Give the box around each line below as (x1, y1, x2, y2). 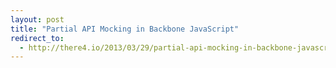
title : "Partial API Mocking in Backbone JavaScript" (10, 24, 240, 34)
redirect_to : (10, 33, 65, 43)
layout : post (10, 14, 65, 25)
